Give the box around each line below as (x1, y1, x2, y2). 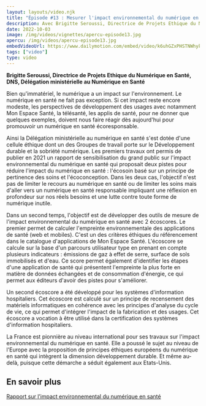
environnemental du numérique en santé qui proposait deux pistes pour (6, 160, 187, 167)
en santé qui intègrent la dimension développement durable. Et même (6, 352, 182, 359)
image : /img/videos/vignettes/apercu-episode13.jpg (6, 32, 141, 38)
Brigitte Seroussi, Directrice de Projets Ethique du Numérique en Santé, (6, 71, 191, 79)
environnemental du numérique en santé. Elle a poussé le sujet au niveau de (6, 339, 199, 347)
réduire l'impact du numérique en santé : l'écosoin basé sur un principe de (6, 167, 195, 174)
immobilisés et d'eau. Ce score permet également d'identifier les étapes (6, 257, 189, 264)
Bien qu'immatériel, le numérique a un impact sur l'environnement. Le (6, 90, 182, 97)
